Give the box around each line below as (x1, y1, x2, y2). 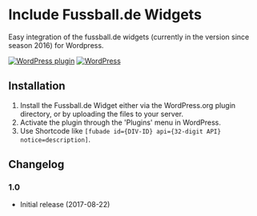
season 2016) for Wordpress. (8, 40, 104, 50)
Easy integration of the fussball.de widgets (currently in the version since (8, 32, 250, 42)
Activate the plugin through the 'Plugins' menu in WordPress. (19, 118, 222, 127)
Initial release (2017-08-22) (19, 200, 110, 210)
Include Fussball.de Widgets (8, 6, 203, 24)
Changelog (8, 158, 65, 171)
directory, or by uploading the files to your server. (19, 109, 184, 118)
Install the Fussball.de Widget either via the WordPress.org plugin (19, 100, 236, 110)
